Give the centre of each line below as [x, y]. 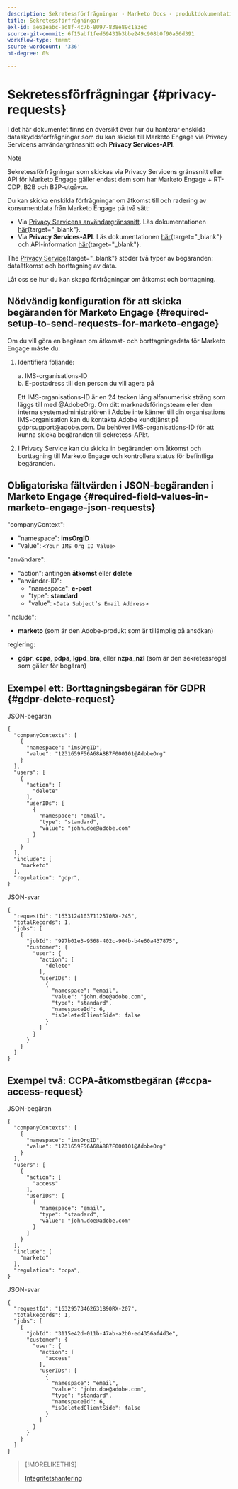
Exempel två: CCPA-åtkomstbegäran [90, 1080]
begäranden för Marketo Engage [81, 313]
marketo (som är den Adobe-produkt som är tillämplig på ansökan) [115, 631]
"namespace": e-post [60, 588]
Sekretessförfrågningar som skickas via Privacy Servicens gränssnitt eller [115, 171]
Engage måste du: [34, 348]
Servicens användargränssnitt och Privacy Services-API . [91, 144]
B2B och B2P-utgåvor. [56, 187]
